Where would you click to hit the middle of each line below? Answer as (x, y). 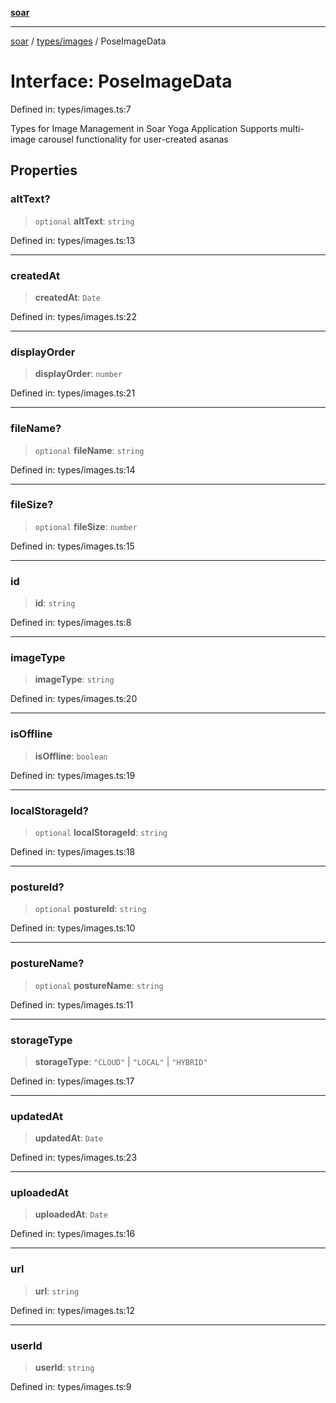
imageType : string (74, 679)
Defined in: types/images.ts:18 (73, 851)
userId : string (64, 1368)
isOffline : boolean (71, 756)
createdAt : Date (67, 297)
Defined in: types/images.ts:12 (73, 1310)
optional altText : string (84, 221)
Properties (44, 170)
